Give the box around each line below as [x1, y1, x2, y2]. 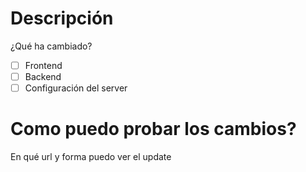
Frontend [24, 59, 63, 71]
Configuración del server [24, 82, 128, 94]
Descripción [10, 7, 114, 30]
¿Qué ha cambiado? [10, 40, 93, 52]
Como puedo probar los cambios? [10, 118, 297, 141]
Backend [24, 71, 62, 82]
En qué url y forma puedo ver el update [10, 151, 172, 163]
